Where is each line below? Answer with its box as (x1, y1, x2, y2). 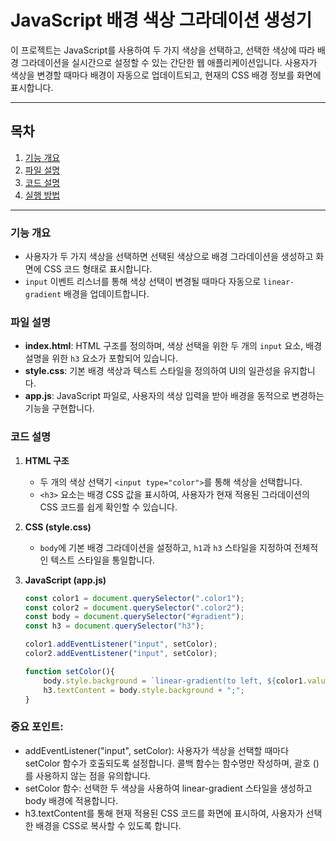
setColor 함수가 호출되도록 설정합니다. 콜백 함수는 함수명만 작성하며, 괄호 (24, 757, 311, 769)
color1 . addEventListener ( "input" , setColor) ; (24, 639, 218, 650)
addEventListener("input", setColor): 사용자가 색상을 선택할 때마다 (24, 744, 290, 756)
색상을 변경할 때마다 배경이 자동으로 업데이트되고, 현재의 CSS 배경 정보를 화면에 (10, 69, 322, 81)
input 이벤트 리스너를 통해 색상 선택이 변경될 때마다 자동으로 (24, 276, 262, 288)
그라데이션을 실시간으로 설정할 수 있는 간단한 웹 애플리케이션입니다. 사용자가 (20, 56, 318, 68)
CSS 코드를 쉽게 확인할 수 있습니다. (39, 501, 178, 513)
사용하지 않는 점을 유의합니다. (35, 769, 151, 781)
